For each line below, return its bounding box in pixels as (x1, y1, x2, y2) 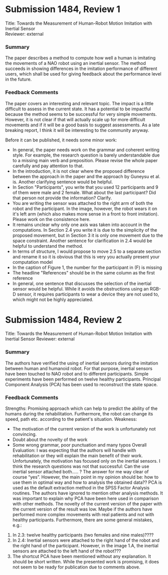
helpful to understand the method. (12, 243, 84, 249)
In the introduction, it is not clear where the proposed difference (12, 168, 145, 174)
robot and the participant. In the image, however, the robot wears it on (12, 205, 157, 211)
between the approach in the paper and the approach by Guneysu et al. (12, 173, 160, 179)
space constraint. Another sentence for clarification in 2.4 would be (12, 238, 152, 244)
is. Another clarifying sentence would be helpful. (12, 179, 113, 185)
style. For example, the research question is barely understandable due (12, 152, 160, 158)
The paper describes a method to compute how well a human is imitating (5, 55, 156, 61)
